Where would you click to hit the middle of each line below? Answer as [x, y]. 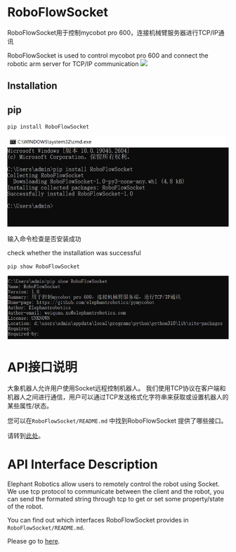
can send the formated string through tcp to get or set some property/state [116, 499]
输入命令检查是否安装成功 [44, 239]
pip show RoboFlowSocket [44, 267]
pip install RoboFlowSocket [48, 127]
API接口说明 [42, 367]
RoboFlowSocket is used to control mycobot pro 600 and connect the [108, 55]
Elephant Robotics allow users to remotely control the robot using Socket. [113, 484]
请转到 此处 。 [26, 436]
